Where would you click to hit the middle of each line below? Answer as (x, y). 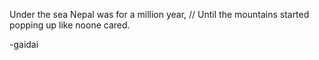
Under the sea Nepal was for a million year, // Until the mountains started (159, 14)
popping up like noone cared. (70, 25)
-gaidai (24, 44)
